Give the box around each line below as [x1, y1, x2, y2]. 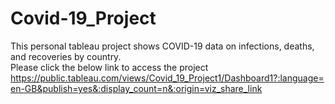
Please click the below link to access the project [10, 61, 209, 73]
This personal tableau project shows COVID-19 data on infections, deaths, [10, 40, 315, 52]
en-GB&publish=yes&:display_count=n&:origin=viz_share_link [10, 82, 263, 94]
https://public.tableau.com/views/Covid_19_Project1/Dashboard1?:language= [10, 72, 325, 84]
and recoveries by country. [10, 50, 122, 62]
